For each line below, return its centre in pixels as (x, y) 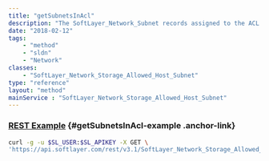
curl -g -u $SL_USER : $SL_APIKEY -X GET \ (78, 142)
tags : (17, 38)
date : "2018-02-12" (41, 30)
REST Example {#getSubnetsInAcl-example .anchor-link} (122, 126)
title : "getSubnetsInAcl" (51, 16)
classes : (23, 68)
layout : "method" (37, 90)
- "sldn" (37, 53)
